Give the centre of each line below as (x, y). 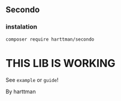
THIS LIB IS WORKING (60, 63)
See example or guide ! (32, 79)
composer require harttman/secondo (50, 39)
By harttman (21, 91)
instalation (21, 27)
